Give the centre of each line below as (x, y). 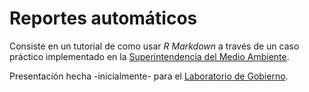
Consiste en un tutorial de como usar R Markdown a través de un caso (154, 46)
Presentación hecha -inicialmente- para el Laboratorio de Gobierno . (149, 76)
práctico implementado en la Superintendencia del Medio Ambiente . (149, 56)
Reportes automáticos (103, 18)
